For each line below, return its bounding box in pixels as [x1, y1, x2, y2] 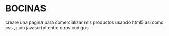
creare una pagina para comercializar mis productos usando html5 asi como [5, 19, 164, 25]
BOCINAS [5, 3, 47, 14]
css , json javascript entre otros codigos [5, 24, 89, 30]
